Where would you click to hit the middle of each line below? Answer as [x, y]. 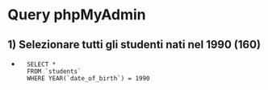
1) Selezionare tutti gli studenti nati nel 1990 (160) [134, 45]
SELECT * [42, 64]
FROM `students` [54, 72]
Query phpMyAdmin [77, 15]
